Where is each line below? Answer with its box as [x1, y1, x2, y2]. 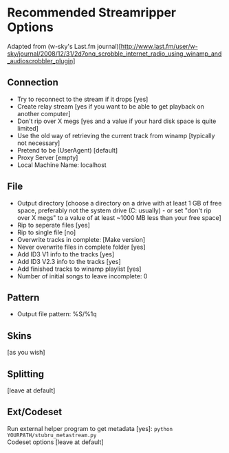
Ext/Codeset [7, 406, 63, 418]
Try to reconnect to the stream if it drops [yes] [17, 95, 149, 103]
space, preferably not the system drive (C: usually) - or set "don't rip [17, 206, 212, 214]
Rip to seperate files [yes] [17, 221, 91, 229]
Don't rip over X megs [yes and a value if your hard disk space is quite [17, 117, 217, 125]
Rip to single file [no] [17, 228, 76, 236]
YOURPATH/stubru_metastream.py [7, 432, 97, 439]
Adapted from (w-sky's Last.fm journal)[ [7, 42, 122, 50]
